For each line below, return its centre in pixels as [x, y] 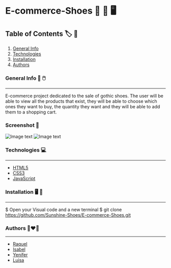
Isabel [19, 249]
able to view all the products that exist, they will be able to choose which [81, 101]
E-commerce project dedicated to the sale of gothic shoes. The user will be [84, 96]
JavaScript [24, 178]
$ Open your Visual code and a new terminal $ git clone [64, 210]
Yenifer [20, 255]
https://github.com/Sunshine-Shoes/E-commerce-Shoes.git [68, 215]
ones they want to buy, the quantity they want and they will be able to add [83, 107]
